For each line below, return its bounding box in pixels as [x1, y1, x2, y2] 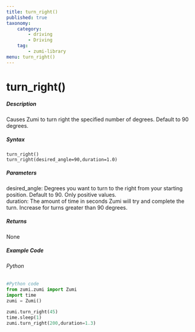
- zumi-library [28, 48, 67, 55]
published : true [6, 15, 47, 21]
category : [17, 25, 42, 32]
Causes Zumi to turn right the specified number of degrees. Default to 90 [6, 116, 189, 123]
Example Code [6, 247, 44, 254]
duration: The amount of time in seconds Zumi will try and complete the [6, 198, 185, 205]
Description [6, 101, 37, 108]
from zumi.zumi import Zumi [6, 287, 78, 293]
